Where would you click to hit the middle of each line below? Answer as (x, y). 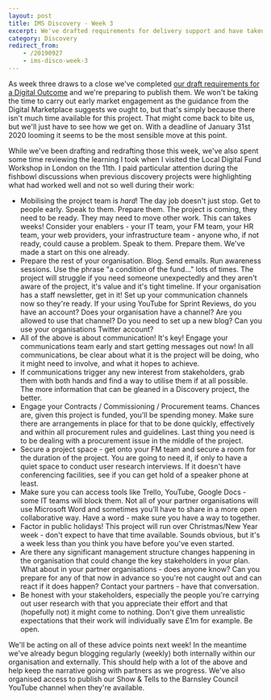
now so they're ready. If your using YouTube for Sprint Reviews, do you (138, 303)
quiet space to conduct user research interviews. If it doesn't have (130, 466)
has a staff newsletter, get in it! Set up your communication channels (134, 294)
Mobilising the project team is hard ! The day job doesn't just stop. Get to (140, 200)
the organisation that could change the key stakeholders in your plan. (135, 560)
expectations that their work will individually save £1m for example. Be (136, 620)
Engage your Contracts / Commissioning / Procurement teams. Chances (140, 406)
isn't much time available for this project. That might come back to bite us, (131, 118)
